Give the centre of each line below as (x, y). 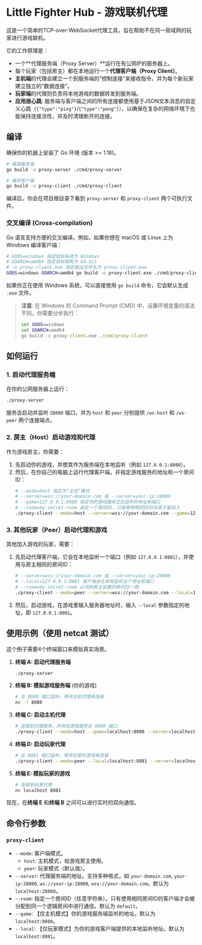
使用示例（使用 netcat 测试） (60, 633)
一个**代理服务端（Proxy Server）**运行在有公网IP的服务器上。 (94, 63)
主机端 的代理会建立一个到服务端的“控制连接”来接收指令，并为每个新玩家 (104, 78)
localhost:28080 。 (38, 891)
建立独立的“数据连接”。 (44, 86)
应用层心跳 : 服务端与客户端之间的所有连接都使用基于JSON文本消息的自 (103, 101)
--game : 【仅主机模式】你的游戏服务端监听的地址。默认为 (85, 914)
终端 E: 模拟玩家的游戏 (42, 773)
